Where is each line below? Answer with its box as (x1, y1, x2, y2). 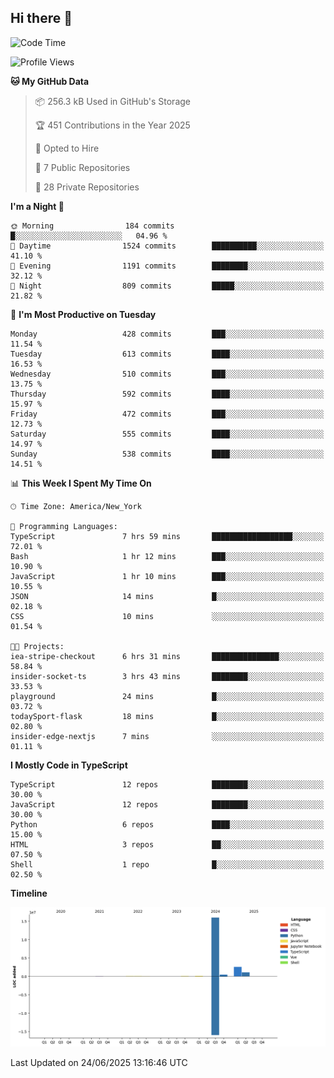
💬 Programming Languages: (10, 521, 118, 531)
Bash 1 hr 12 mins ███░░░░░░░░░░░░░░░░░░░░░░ (10, 551, 325, 561)
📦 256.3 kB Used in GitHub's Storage (34, 95, 191, 107)
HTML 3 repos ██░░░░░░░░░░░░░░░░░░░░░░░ (10, 839, 325, 850)
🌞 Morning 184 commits (10, 221, 175, 231)
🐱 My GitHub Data (10, 75, 90, 87)
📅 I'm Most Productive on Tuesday (10, 308, 157, 320)
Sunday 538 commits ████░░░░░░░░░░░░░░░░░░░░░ (10, 449, 325, 459)
